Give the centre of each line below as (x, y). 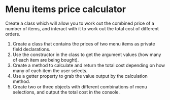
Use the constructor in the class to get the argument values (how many (87, 55)
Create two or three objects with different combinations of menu (80, 86)
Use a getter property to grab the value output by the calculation (80, 76)
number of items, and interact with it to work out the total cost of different (82, 28)
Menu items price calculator (65, 9)
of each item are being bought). (46, 60)
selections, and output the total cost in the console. (66, 92)
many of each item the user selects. (50, 70)
